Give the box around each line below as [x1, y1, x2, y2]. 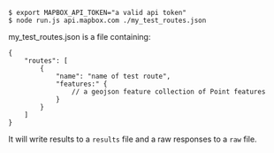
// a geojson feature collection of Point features [71, 88, 266, 96]
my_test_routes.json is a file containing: [8, 32, 151, 42]
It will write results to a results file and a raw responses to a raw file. [8, 134, 257, 144]
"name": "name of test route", [55, 72, 171, 80]
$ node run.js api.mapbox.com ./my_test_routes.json [8, 16, 207, 25]
